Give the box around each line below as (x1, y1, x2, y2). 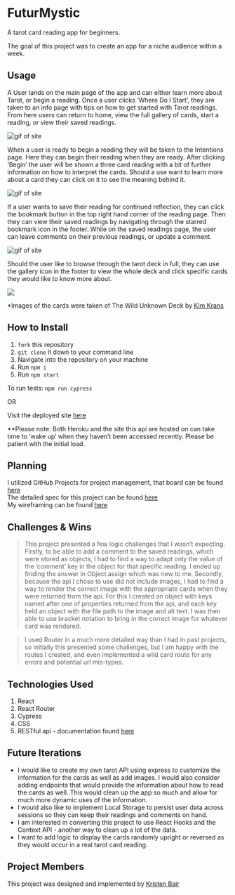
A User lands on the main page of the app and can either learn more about (7, 88, 222, 96)
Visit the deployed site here (7, 411, 86, 419)
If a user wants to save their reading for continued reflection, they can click (7, 202, 224, 211)
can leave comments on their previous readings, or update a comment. (7, 232, 212, 240)
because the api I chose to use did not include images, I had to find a (24, 577, 224, 586)
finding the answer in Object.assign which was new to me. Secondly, (24, 570, 224, 578)
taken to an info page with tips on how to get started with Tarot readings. (7, 103, 217, 112)
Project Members (7, 861, 85, 873)
